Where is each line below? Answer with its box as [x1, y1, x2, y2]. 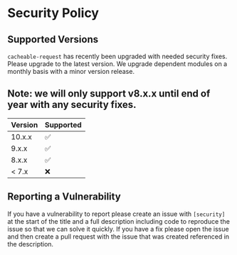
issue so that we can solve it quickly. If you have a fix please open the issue [7, 224, 229, 233]
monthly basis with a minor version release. [7, 67, 135, 75]
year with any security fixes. [7, 99, 137, 111]
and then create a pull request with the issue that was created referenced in [7, 232, 230, 241]
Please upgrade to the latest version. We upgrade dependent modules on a [7, 60, 228, 68]
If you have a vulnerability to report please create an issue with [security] [7, 210, 226, 218]
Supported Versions [7, 33, 98, 45]
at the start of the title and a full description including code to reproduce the [7, 217, 230, 225]
